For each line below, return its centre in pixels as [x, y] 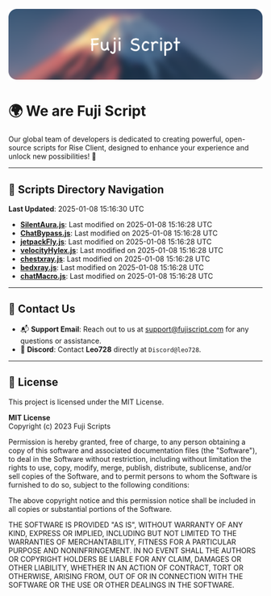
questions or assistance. [61, 340]
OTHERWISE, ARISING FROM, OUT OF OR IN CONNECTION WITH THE [126, 576]
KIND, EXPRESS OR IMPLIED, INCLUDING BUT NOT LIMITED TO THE [123, 533]
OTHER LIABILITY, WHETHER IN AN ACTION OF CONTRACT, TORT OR [126, 568]
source [20, 148]
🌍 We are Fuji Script [77, 111]
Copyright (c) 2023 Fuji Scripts [60, 426]
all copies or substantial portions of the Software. [90, 509]
